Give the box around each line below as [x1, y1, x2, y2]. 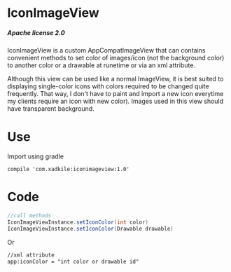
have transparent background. [7, 104, 94, 113]
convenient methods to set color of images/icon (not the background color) [7, 54, 225, 62]
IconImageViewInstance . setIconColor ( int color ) [7, 219, 149, 226]
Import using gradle [7, 152, 64, 161]
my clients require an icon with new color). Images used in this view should [7, 97, 224, 106]
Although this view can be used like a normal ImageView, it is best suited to [7, 75, 224, 83]
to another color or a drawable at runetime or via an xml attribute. [7, 61, 196, 69]
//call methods [7, 212, 52, 219]
